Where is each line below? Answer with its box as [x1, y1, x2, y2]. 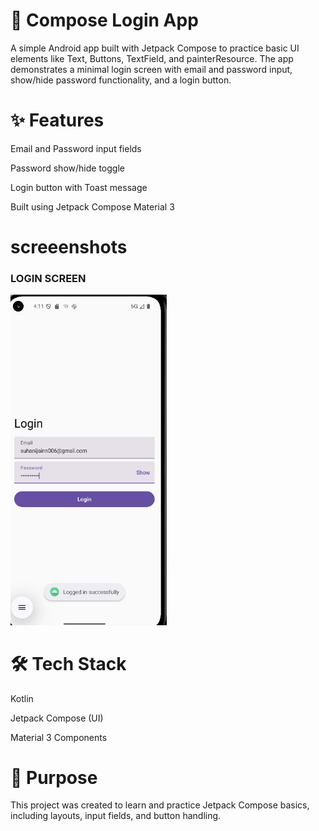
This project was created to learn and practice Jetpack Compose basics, [10, 799, 310, 811]
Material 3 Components [10, 731, 108, 743]
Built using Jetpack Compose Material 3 [10, 200, 175, 213]
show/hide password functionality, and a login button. [10, 74, 232, 86]
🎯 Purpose [10, 766, 98, 789]
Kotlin [10, 692, 34, 704]
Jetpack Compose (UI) [10, 712, 104, 724]
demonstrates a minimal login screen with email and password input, [10, 63, 293, 75]
